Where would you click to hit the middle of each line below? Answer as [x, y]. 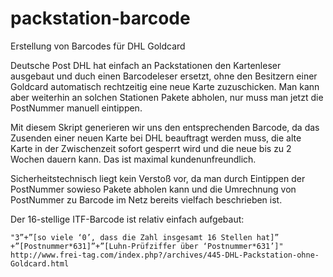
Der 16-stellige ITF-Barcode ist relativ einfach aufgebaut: [127, 219]
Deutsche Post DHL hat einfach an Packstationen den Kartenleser [146, 65]
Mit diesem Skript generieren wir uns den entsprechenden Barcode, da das [165, 127]
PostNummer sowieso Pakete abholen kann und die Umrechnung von [153, 189]
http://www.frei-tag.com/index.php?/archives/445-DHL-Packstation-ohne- [165, 255]
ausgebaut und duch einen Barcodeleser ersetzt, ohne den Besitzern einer [164, 76]
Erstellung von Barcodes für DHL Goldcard [98, 46]
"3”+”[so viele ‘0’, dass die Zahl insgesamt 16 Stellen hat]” [145, 237]
